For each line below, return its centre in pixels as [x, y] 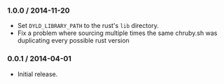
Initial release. [37, 74]
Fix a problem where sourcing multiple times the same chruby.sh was [117, 33]
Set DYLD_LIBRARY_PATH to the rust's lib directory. [88, 26]
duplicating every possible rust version [73, 41]
